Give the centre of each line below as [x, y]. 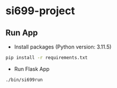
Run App [22, 33]
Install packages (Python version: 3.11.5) [63, 47]
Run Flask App [32, 69]
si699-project [40, 11]
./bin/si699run [24, 80]
